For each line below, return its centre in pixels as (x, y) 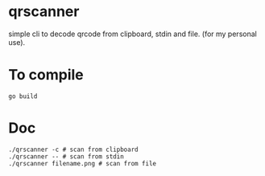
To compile (46, 75)
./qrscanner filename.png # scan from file (83, 163)
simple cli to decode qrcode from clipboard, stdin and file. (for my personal (133, 34)
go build (23, 96)
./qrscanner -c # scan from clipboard (73, 149)
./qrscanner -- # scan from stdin (66, 156)
